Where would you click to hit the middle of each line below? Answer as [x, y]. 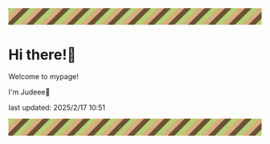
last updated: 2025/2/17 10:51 [57, 108]
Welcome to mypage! [43, 77]
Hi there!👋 [42, 54]
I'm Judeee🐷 [29, 92]
